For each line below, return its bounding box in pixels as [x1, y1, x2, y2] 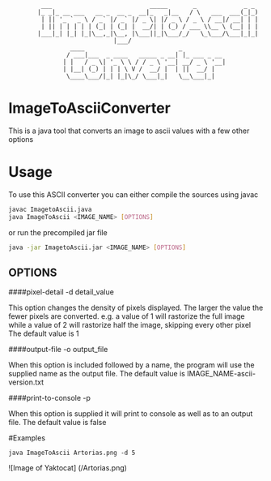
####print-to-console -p [8, 393, 91, 403]
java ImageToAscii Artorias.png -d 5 [8, 449, 136, 457]
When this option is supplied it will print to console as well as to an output [8, 409, 253, 419]
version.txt [8, 377, 44, 387]
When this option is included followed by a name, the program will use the [8, 360, 255, 370]
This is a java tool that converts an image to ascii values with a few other [8, 126, 250, 135]
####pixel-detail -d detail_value [8, 287, 115, 297]
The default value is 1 [8, 329, 79, 338]
